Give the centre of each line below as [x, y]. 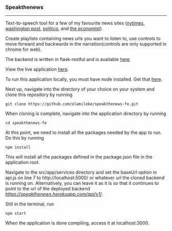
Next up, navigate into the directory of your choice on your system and [80, 89]
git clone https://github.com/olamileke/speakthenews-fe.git [72, 104]
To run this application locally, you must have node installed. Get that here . [84, 79]
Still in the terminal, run [30, 204]
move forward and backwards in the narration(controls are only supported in [86, 44]
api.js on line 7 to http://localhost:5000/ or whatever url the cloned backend [85, 178]
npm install [18, 147]
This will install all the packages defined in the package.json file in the [79, 157]
